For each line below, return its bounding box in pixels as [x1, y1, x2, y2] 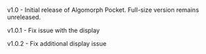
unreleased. [7, 13, 41, 21]
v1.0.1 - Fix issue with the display [7, 27, 100, 34]
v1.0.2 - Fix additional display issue [7, 40, 107, 47]
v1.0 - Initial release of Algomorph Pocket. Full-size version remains [7, 6, 199, 14]
